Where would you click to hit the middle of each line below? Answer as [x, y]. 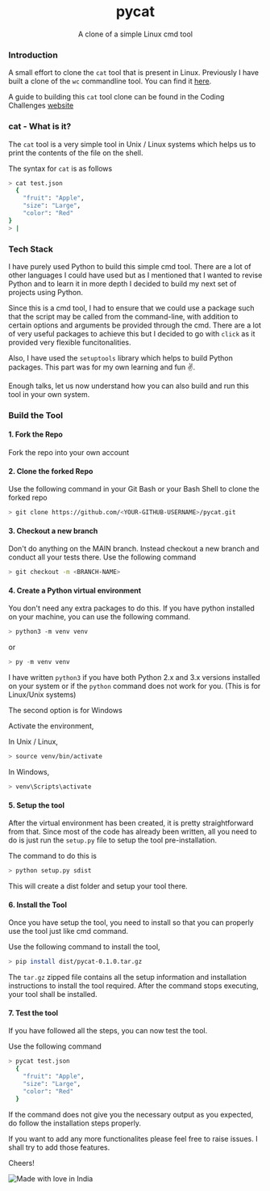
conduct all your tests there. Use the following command [102, 557]
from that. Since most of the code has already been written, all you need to [133, 832]
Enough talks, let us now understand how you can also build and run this [129, 386]
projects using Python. [46, 292]
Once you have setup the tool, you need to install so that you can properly [131, 923]
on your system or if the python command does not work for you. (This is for [135, 686]
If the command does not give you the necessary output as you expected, [131, 1114]
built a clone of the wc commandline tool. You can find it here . [110, 81]
